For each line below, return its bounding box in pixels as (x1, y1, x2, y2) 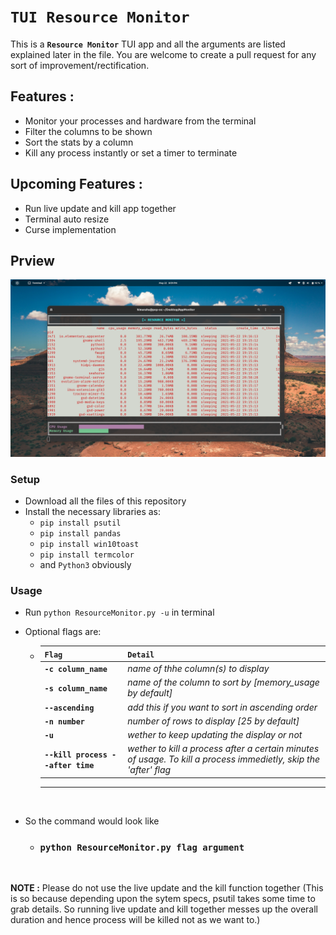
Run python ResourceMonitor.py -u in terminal (24, 606, 215, 619)
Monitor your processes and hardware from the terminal (24, 115, 257, 127)
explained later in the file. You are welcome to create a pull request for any (10, 48, 317, 60)
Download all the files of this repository (24, 495, 187, 507)
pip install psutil (39, 518, 122, 529)
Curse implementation (24, 223, 117, 235)
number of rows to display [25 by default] (127, 715, 300, 727)
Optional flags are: (24, 626, 102, 638)
